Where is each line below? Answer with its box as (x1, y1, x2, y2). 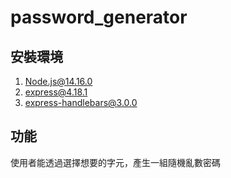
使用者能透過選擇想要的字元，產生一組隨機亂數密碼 (10, 156, 221, 168)
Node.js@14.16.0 (24, 76, 93, 87)
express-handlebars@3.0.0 (24, 97, 138, 108)
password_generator (10, 6, 188, 29)
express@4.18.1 (24, 86, 88, 98)
